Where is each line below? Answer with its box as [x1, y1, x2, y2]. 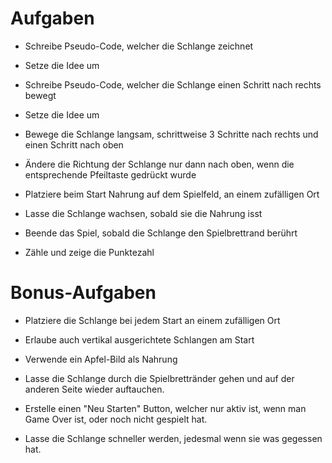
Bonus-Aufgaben [10, 282, 157, 304]
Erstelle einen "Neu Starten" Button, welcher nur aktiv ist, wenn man [24, 402, 307, 414]
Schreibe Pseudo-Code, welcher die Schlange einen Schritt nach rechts [24, 78, 322, 91]
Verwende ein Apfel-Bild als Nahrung [24, 353, 178, 365]
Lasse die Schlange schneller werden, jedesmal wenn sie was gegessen [24, 432, 323, 444]
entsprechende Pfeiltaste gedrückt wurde [24, 168, 197, 181]
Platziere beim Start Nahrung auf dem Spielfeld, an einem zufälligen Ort [24, 188, 320, 200]
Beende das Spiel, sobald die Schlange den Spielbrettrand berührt [24, 227, 298, 239]
